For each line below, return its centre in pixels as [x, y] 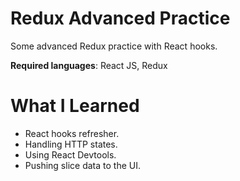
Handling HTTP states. [71, 144]
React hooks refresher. [72, 133]
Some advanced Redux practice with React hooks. [114, 46]
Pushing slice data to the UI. [82, 165]
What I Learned [75, 106]
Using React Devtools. [70, 154]
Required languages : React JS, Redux [89, 65]
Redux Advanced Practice [120, 18]
